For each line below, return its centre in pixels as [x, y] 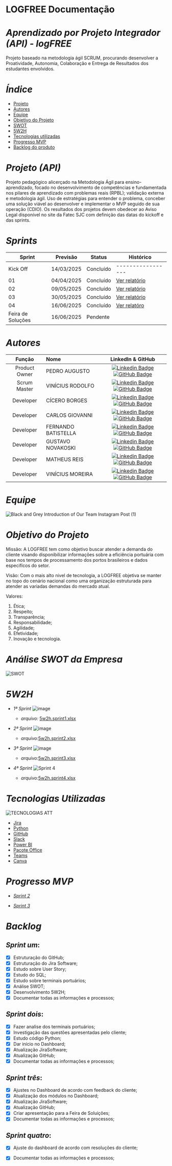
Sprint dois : [25, 1014]
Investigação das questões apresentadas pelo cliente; [70, 1032]
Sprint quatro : [29, 1135]
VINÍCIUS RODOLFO [70, 386]
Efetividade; [26, 633]
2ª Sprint [22, 728]
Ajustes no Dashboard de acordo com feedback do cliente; [75, 1090]
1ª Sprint [22, 708]
